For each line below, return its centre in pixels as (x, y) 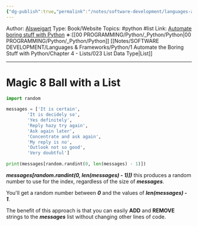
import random (24, 98)
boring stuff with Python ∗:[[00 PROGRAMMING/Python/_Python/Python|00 (99, 34)
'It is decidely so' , (54, 115)
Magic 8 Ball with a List (63, 82)
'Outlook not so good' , (56, 148)
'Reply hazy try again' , (58, 125)
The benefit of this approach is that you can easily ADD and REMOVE (90, 210)
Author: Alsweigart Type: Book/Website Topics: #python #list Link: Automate (99, 28)
